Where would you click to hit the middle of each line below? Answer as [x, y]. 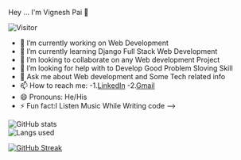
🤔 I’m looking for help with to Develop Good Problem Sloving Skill [126, 68]
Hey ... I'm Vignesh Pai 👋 [49, 12]
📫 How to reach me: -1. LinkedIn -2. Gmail [87, 86]
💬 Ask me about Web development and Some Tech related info [122, 76]
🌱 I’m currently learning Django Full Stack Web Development [119, 51]
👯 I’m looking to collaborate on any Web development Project [120, 60]
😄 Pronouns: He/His [53, 97]
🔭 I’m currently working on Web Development [94, 43]
